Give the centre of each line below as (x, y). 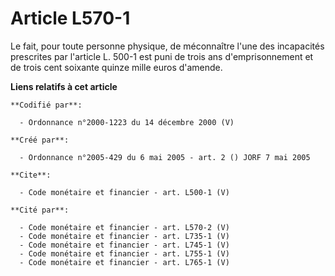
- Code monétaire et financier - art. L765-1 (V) (124, 262)
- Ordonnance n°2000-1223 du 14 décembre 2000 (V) (127, 122)
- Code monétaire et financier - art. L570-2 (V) (124, 227)
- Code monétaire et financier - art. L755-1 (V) (124, 253)
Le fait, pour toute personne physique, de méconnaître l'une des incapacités (167, 46)
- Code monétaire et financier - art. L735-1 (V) (124, 236)
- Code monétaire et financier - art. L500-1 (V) (124, 192)
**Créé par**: (40, 140)
